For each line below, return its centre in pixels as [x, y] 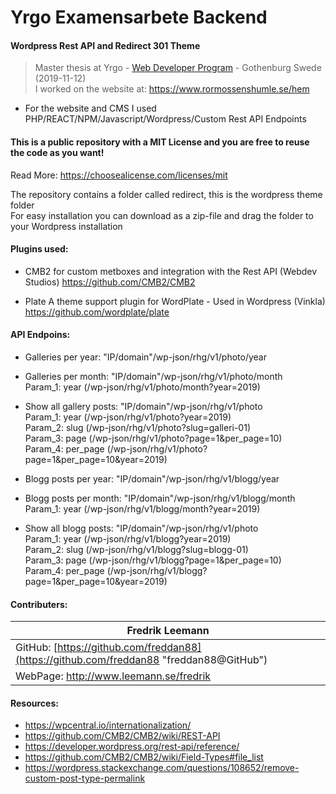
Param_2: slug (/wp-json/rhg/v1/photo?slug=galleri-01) [137, 427]
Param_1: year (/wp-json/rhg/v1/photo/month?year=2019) [142, 387]
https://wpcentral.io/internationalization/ [108, 725]
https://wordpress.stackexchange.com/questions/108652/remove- [162, 768]
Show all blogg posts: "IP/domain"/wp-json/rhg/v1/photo [141, 528]
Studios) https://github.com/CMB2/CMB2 [110, 282]
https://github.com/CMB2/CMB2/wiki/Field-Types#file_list [144, 757]
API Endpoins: [40, 335]
